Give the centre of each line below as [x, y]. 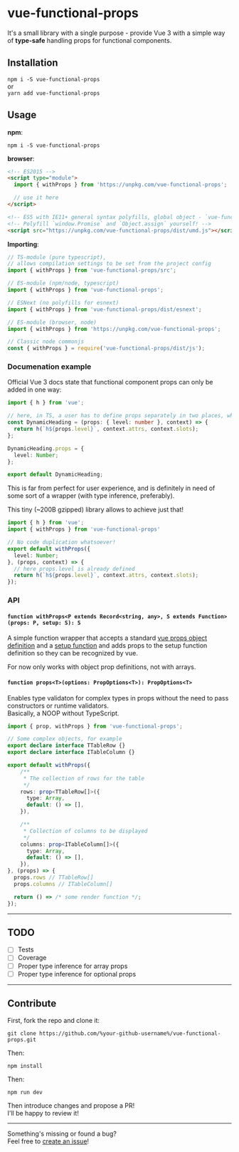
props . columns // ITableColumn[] [63, 884]
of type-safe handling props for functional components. [90, 40]
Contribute [32, 1004]
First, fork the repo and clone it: [54, 1021]
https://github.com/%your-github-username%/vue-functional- [130, 1034]
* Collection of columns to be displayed [85, 831]
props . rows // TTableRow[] [54, 878]
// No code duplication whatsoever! [62, 542]
